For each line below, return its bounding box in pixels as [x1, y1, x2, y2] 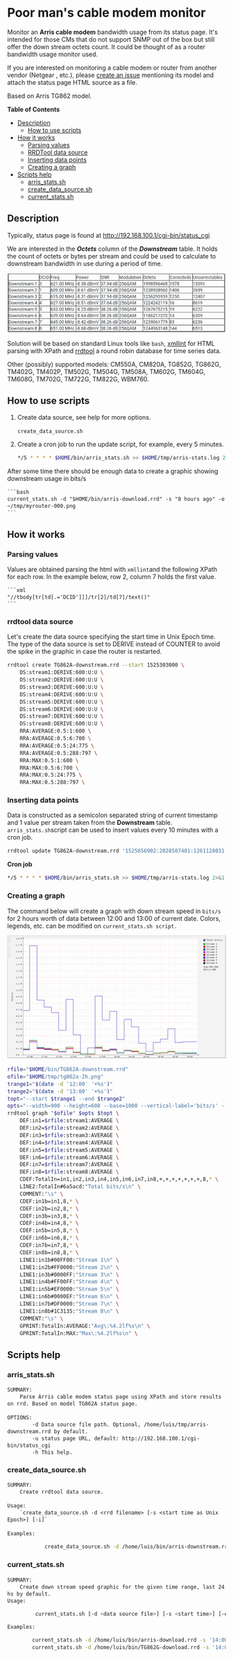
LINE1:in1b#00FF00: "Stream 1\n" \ [19, 1256, 119, 1263]
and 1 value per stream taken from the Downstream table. [7, 819, 173, 827]
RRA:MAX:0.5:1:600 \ [19, 757, 79, 764]
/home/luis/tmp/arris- [143, 1421, 209, 1429]
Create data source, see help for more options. [17, 413, 151, 422]
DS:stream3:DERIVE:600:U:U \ [19, 683, 104, 691]
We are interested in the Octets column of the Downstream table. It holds [7, 245, 218, 253]
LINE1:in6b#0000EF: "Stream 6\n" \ [19, 1293, 119, 1300]
